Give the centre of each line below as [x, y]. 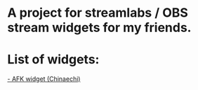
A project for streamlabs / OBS [98, 13]
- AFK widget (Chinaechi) [44, 79]
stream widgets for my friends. [99, 28]
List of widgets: [53, 60]
